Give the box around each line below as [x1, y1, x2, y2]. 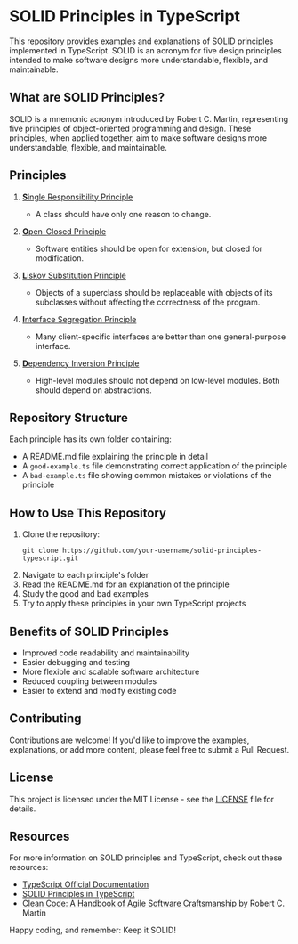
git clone [21, 546, 60, 556]
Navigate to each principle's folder [21, 570, 149, 581]
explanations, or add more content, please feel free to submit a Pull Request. [9, 744, 290, 754]
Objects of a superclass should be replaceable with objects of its [35, 287, 273, 297]
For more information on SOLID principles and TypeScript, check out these [9, 852, 283, 863]
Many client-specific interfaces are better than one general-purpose [35, 331, 286, 342]
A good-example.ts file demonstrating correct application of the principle [21, 460, 287, 471]
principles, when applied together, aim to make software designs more [9, 132, 268, 143]
